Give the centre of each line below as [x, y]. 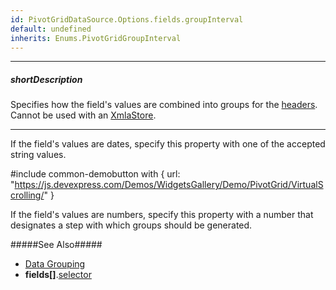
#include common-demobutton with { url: [95, 174]
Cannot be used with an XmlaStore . [83, 115]
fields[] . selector [58, 275]
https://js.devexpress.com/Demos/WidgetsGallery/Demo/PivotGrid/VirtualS [169, 185]
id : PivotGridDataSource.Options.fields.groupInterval [127, 19]
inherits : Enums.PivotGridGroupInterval [96, 38]
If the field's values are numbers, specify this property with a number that [162, 215]
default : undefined [51, 29]
